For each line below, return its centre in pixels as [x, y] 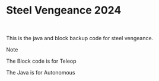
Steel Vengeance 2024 [64, 10]
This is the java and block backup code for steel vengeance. [80, 38]
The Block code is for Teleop [41, 61]
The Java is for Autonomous [41, 72]
